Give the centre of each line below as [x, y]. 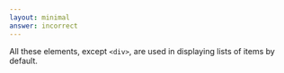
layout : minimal [40, 17]
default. [24, 61]
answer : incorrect [44, 26]
